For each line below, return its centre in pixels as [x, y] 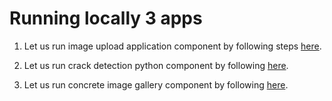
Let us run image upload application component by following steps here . [172, 46]
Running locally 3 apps [106, 18]
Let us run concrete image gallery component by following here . [156, 84]
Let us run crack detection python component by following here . [156, 65]
